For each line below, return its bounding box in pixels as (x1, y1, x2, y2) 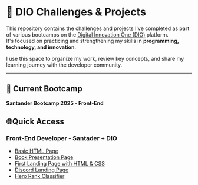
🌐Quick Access (6, 117, 65, 127)
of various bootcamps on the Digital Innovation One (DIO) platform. (6, 31, 169, 38)
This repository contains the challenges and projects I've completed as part (6, 25, 190, 32)
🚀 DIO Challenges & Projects (6, 5, 146, 19)
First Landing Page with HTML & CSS (14, 160, 105, 167)
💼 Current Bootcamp (6, 84, 82, 94)
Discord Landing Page (14, 166, 69, 173)
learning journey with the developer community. (6, 61, 123, 68)
